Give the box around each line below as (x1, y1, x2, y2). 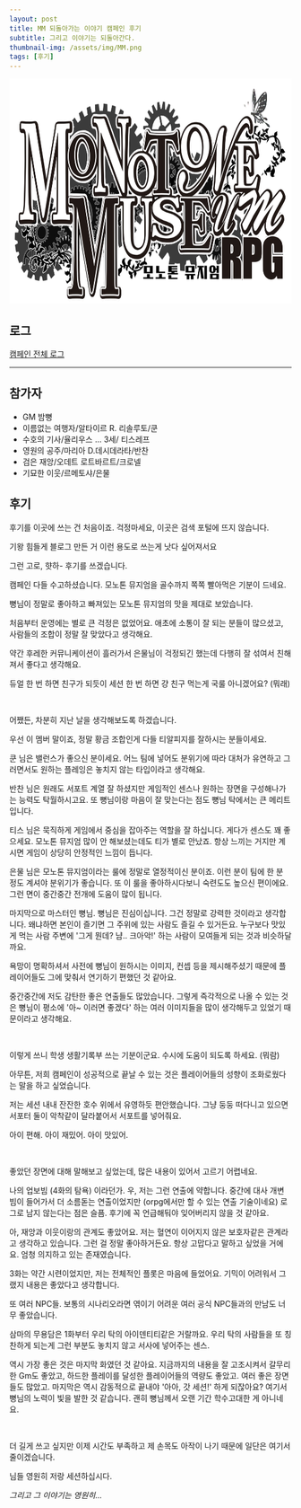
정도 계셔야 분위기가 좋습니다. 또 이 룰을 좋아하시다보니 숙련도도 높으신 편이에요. (9, 877, 289, 888)
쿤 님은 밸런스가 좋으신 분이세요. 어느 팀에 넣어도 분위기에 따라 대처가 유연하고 (9, 753, 282, 763)
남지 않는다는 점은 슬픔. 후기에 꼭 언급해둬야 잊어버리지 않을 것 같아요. (25, 1207, 270, 1218)
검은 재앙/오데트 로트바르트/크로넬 (21, 456, 142, 467)
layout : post (9, 14, 58, 23)
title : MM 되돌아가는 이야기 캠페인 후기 (9, 23, 142, 33)
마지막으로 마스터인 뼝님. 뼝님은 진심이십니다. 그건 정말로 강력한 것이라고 (9, 907, 262, 918)
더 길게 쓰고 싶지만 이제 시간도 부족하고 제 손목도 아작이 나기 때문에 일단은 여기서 (9, 1440, 291, 1451)
